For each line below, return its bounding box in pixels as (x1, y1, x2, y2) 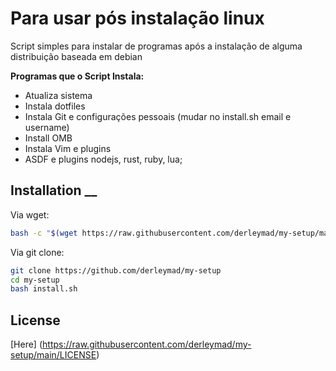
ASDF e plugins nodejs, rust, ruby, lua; (24, 153, 183, 165)
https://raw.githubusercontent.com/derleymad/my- (42, 338, 252, 351)
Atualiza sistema (24, 89, 93, 101)
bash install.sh (10, 284, 78, 294)
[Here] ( (10, 338, 43, 351)
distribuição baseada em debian (10, 50, 143, 62)
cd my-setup (10, 275, 60, 285)
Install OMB (24, 132, 73, 144)
